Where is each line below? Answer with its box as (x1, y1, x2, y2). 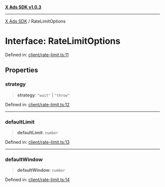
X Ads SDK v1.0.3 (5, 4, 42, 10)
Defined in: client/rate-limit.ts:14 (5, 177, 70, 183)
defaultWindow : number (17, 167, 65, 173)
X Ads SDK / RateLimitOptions (5, 18, 66, 24)
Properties (5, 66, 38, 74)
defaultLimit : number (17, 129, 58, 135)
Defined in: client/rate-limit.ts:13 (5, 139, 70, 145)
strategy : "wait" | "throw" (17, 92, 70, 98)
